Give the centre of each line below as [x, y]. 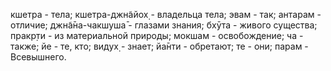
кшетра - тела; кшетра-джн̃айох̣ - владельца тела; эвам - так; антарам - [166, 14]
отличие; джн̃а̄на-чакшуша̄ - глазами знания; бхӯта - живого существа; [164, 25]
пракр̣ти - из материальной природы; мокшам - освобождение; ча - [157, 35]
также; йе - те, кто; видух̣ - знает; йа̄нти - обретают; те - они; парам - [159, 46]
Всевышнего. [38, 57]
